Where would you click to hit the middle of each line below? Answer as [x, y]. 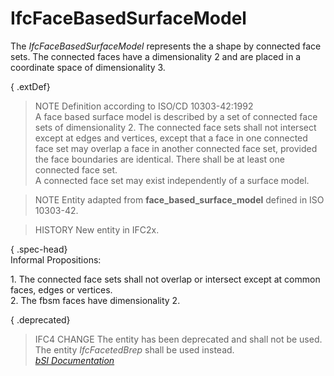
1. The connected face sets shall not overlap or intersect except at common [165, 279]
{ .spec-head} [39, 249]
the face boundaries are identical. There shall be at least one [159, 159]
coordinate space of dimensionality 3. [88, 67]
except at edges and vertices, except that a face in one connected [171, 138]
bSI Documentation [74, 360]
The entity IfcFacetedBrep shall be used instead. [134, 349]
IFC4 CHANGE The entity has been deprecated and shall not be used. [178, 339]
